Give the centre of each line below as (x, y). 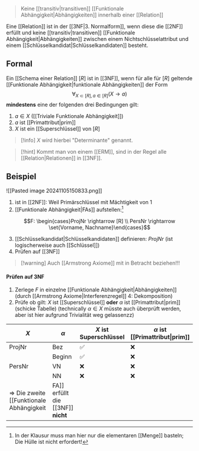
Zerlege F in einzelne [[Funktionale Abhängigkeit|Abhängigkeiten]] (96, 290)
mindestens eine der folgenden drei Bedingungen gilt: (73, 104)
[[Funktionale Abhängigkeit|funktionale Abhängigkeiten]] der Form (87, 84)
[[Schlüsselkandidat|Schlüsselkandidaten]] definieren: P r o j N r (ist (94, 239)
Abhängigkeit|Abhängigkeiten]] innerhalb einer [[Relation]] (92, 15)
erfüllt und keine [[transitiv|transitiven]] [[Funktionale (70, 33)
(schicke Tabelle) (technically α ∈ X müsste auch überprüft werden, (98, 309)
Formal (19, 64)
